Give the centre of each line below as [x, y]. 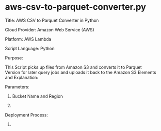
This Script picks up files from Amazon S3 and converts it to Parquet [73, 67]
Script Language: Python [30, 48]
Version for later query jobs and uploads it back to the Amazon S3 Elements [81, 72]
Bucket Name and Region [37, 96]
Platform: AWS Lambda [28, 39]
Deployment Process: [26, 115]
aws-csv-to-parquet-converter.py [76, 7]
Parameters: [17, 87]
